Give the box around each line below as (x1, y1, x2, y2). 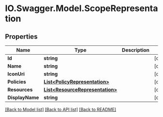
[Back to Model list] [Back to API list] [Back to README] (5, 107, 116, 112)
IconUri (7, 71, 25, 77)
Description (122, 47, 149, 53)
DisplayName (7, 94, 39, 101)
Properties (5, 32, 38, 41)
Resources (7, 87, 33, 93)
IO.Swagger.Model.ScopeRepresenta (5, 3, 158, 14)
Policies (7, 78, 26, 85)
